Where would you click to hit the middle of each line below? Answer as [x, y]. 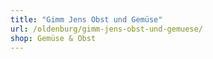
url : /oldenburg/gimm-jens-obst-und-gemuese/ [106, 29]
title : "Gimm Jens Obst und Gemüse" [86, 19]
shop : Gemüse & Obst [53, 38]
